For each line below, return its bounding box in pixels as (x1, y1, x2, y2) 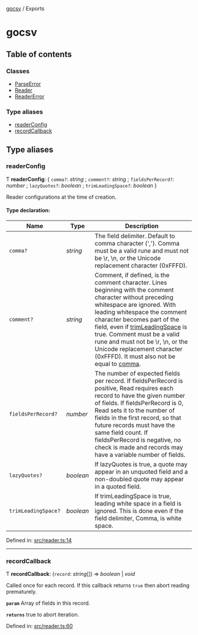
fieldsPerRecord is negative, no (94, 436, 181, 444)
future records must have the (94, 421, 176, 429)
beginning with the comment (94, 286, 174, 294)
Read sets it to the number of (94, 406, 175, 414)
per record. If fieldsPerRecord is (94, 377, 183, 385)
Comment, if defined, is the (94, 271, 170, 280)
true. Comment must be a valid (94, 331, 180, 339)
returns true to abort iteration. (6, 611, 80, 618)
